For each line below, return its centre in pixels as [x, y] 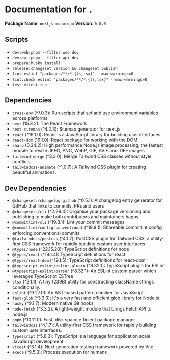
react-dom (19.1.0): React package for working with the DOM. [76, 140]
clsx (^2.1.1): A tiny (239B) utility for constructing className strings [83, 282]
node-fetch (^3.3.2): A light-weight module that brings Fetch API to [82, 309]
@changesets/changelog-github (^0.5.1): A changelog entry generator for [87, 200]
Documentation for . [49, 9]
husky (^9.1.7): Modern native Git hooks [53, 303]
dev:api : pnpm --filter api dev [46, 57]
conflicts [21, 161]
